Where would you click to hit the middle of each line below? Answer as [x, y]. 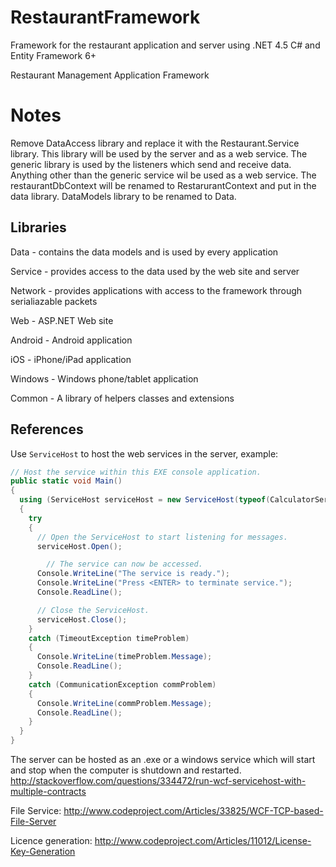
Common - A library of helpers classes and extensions [122, 398]
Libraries [38, 227]
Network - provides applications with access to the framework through [156, 290]
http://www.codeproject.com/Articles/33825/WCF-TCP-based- [193, 810]
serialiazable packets [54, 301]
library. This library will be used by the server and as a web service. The [159, 153]
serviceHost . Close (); [82, 619]
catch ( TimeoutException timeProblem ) [109, 638]
